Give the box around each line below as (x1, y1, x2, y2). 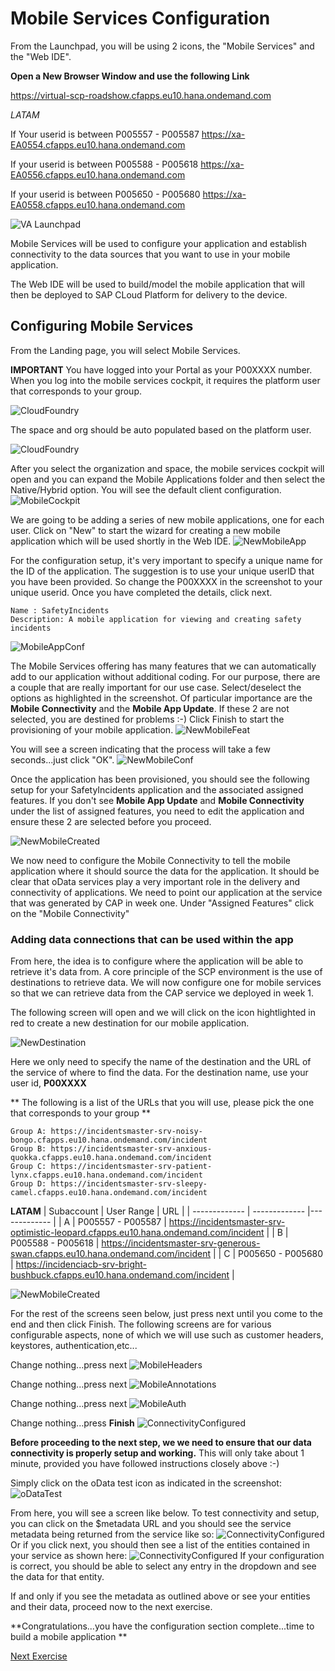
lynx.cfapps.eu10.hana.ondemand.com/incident (10, 1170, 203, 1181)
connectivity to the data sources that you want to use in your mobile (10, 248, 291, 260)
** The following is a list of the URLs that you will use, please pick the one (10, 1097, 315, 1109)
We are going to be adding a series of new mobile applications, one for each (10, 513, 325, 526)
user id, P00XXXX (10, 1077, 87, 1089)
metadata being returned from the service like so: (10, 1528, 215, 1541)
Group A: (10, 1127, 47, 1137)
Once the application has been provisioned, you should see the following (10, 773, 310, 785)
